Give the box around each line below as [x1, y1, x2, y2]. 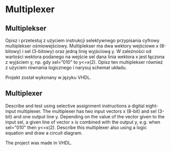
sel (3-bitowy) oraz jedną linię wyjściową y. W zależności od [25, 48, 152, 54]
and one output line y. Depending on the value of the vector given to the [13, 113, 165, 119]
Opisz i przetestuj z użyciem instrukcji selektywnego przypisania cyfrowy [5, 37, 160, 43]
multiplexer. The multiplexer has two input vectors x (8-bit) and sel [17, 108, 157, 114]
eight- [145, 103, 158, 109]
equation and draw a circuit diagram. [5, 130, 83, 136]
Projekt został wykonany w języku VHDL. [5, 74, 91, 80]
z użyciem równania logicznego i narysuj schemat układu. [5, 65, 127, 70]
